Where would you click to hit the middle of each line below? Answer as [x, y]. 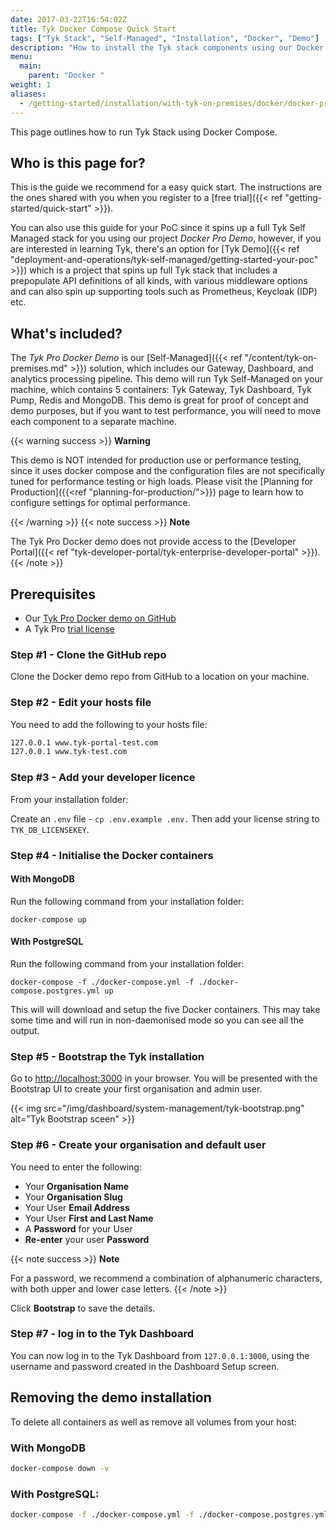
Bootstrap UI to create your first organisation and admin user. [136, 1089]
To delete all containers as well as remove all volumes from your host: [153, 1422]
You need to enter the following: [76, 1167]
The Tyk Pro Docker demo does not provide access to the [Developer [153, 542]
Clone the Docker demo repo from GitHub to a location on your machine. [160, 677]
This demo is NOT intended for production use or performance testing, [156, 460]
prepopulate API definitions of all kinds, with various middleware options [159, 281]
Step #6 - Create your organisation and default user [138, 1145]
